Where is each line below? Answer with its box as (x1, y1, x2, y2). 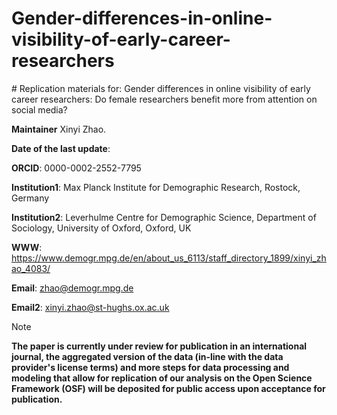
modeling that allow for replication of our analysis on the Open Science (11, 372, 313, 384)
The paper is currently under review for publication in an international (11, 340, 308, 352)
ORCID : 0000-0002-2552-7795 (11, 162, 142, 174)
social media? (11, 103, 68, 116)
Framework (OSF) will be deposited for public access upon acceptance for (11, 382, 326, 394)
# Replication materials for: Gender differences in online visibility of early (11, 82, 311, 94)
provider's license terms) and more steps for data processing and (11, 361, 290, 373)
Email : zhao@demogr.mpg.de (11, 282, 134, 294)
